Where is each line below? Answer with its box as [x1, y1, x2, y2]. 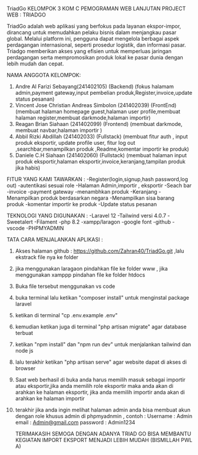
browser [15, 365, 36, 371]
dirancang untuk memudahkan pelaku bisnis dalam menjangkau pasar [6, 29, 177, 36]
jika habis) [15, 164, 41, 171]
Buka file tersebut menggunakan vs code [15, 283, 115, 290]
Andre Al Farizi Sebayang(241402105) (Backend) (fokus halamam [15, 83, 174, 90]
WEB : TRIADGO [6, 11, 46, 18]
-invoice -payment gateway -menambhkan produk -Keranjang [6, 188, 158, 195]
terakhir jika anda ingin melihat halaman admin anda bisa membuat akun [15, 406, 191, 413]
